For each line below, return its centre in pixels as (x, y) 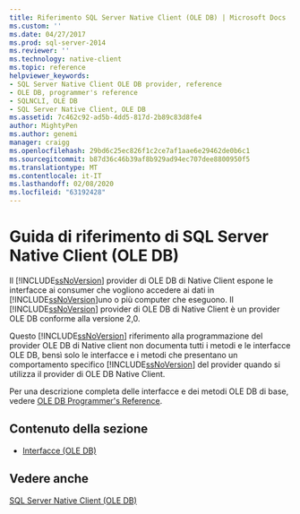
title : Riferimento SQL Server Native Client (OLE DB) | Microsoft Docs (148, 17)
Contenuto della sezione (79, 429)
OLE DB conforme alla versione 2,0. (75, 318)
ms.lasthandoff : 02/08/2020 (62, 184)
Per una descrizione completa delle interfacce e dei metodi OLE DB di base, (149, 391)
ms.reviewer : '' (39, 51)
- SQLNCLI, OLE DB (43, 101)
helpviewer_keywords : (50, 76)
